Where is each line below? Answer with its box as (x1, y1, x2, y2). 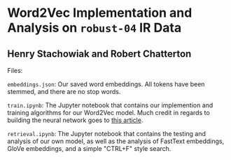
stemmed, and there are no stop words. (7, 88, 121, 95)
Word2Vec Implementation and (7, 5, 192, 21)
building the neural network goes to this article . (7, 116, 143, 124)
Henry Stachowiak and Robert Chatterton (7, 48, 192, 60)
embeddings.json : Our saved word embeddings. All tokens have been (7, 80, 205, 88)
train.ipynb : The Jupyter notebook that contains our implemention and (7, 101, 213, 109)
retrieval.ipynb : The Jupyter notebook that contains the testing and (7, 130, 206, 138)
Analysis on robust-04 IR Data (7, 20, 182, 36)
